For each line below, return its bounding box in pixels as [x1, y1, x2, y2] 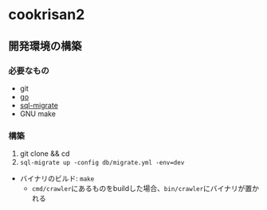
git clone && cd [19, 149, 70, 158]
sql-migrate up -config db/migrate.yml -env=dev [19, 159, 185, 167]
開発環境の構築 [8, 39, 82, 52]
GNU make [19, 109, 56, 119]
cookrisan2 [8, 6, 85, 24]
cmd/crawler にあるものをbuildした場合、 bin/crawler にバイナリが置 [31, 184, 253, 193]
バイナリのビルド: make [19, 173, 95, 184]
